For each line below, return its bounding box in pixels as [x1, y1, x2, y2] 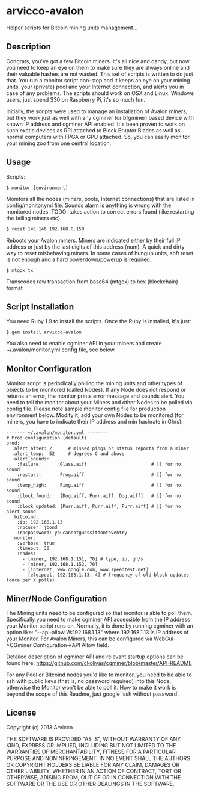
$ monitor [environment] [6, 185, 68, 191]
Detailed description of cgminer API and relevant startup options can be [6, 653, 184, 660]
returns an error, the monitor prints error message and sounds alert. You [6, 392, 185, 400]
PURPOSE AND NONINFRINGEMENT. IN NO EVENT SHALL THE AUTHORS [6, 754, 191, 762]
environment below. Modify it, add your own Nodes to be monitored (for [6, 412, 184, 419]
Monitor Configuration [6, 364, 92, 374]
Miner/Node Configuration [6, 593, 107, 604]
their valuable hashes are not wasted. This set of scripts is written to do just [6, 70, 194, 78]
